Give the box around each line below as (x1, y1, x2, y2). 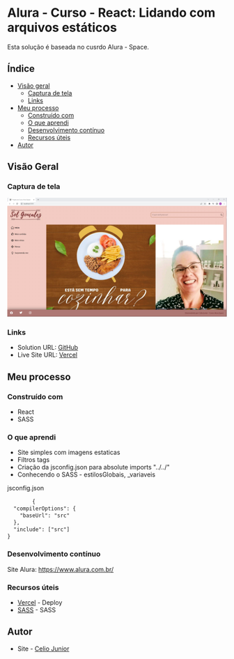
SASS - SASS (17, 605, 56, 614)
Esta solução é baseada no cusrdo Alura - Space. (7, 42, 150, 51)
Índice (7, 63, 35, 75)
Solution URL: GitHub (17, 343, 79, 352)
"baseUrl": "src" (19, 512, 70, 520)
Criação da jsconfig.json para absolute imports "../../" (17, 463, 170, 472)
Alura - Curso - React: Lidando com (7, 5, 216, 21)
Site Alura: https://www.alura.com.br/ (7, 565, 114, 573)
